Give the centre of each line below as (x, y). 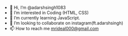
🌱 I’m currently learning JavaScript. (45, 18)
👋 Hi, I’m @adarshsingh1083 (38, 8)
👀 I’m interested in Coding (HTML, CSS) (49, 13)
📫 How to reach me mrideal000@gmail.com (54, 28)
